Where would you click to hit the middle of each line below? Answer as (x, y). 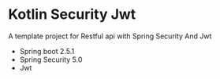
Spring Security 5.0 (51, 59)
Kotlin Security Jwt (72, 14)
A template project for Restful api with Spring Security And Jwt (110, 36)
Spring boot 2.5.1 (47, 51)
